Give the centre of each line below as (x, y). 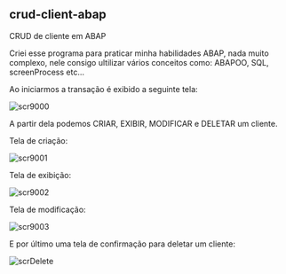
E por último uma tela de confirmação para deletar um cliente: (122, 244)
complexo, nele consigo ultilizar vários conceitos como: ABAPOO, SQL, (139, 62)
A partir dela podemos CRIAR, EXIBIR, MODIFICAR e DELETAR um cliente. (143, 123)
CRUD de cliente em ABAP (58, 35)
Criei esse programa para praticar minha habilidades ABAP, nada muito (139, 53)
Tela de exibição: (40, 175)
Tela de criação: (39, 140)
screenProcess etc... (47, 72)
